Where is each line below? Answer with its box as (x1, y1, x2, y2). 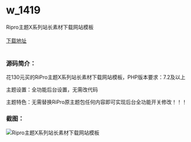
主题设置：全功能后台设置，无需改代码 (6, 86, 98, 93)
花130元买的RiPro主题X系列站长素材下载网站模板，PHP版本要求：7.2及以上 (6, 74, 186, 81)
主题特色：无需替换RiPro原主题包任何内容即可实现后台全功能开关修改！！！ (6, 99, 188, 106)
